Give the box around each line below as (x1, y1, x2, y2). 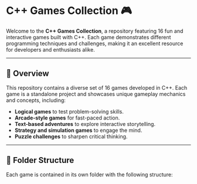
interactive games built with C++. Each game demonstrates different (6, 33, 171, 40)
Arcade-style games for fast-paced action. (14, 114, 120, 121)
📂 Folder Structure (6, 155, 74, 165)
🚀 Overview (6, 69, 49, 79)
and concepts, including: (6, 97, 66, 104)
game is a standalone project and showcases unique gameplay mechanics (6, 90, 186, 97)
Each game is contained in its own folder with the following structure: (6, 171, 173, 178)
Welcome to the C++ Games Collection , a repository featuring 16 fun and (6, 27, 184, 35)
